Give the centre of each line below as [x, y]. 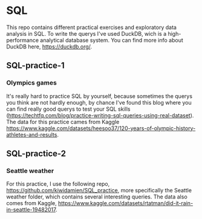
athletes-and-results [32, 134]
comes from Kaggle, [31, 203]
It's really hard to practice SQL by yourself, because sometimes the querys [99, 96]
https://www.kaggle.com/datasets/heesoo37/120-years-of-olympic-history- [101, 128]
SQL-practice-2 [36, 154]
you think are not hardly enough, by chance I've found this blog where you [99, 102]
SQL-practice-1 [35, 66]
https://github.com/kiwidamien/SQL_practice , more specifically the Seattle [99, 191]
